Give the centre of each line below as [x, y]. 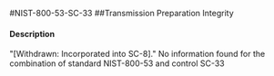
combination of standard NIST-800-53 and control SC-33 [117, 63]
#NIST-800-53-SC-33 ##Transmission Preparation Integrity [122, 13]
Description [32, 33]
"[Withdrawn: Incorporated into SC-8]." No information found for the [137, 54]
